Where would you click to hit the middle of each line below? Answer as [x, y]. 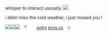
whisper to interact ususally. [34, 8]
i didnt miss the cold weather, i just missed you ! [54, 17]
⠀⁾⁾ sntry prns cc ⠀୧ [46, 27]
